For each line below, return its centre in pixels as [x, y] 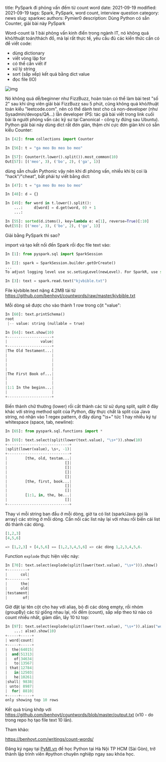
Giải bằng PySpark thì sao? [33, 235]
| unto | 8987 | [20, 686]
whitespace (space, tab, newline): [40, 422]
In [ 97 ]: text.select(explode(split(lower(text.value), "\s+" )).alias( [80, 627]
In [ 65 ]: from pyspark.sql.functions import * [54, 431]
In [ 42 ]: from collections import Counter [49, 139]
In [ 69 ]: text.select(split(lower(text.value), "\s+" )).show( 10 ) [74, 440]
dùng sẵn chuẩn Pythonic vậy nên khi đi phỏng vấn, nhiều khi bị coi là [76, 171]
